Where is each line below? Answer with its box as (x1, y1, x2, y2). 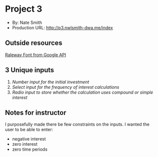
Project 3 (5, 3, 42, 15)
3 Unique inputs (5, 66, 54, 74)
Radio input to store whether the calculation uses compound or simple (12, 89, 153, 95)
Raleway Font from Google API (5, 52, 67, 58)
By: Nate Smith (12, 20, 42, 25)
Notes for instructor (5, 108, 67, 117)
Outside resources (5, 39, 62, 47)
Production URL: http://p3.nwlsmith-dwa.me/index (12, 24, 113, 30)
